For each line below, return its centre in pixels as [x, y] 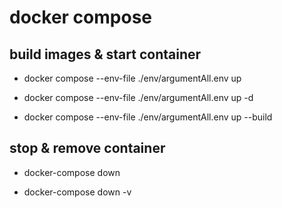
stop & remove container [87, 148]
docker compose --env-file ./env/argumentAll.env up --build [148, 117]
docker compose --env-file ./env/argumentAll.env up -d [138, 97]
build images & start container [105, 54]
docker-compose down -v [77, 192]
